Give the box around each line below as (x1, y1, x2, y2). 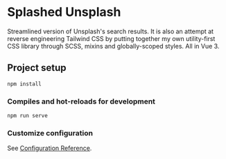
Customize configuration (7, 128, 94, 137)
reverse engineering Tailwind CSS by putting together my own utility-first (7, 34, 216, 42)
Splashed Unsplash (7, 4, 121, 20)
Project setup (7, 62, 67, 74)
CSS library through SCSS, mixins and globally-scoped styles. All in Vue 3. (7, 42, 220, 50)
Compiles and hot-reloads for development (7, 97, 156, 106)
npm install (7, 81, 42, 87)
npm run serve (7, 112, 49, 119)
